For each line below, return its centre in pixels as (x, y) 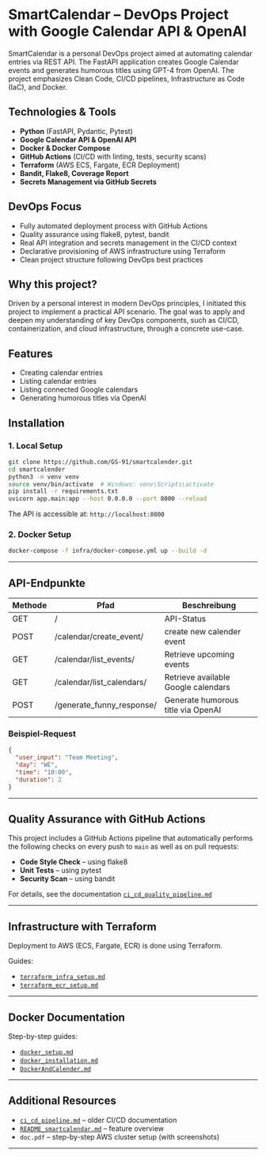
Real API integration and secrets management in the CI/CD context (128, 243)
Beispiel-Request (42, 734)
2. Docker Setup (40, 534)
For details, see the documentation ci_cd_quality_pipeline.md (110, 895)
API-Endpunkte (47, 583)
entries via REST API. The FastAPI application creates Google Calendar (123, 62)
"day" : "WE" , (37, 765)
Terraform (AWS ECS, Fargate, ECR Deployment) (100, 165)
